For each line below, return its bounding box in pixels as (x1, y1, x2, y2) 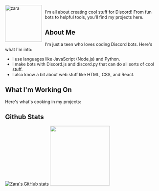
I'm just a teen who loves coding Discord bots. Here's (45, 41, 153, 47)
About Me (45, 28, 76, 37)
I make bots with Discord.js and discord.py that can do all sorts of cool (12, 61, 154, 67)
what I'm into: (5, 46, 33, 52)
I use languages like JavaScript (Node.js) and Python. (12, 56, 120, 62)
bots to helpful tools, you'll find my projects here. (45, 14, 144, 20)
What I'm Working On (5, 85, 72, 94)
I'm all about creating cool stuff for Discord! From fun (45, 9, 152, 15)
